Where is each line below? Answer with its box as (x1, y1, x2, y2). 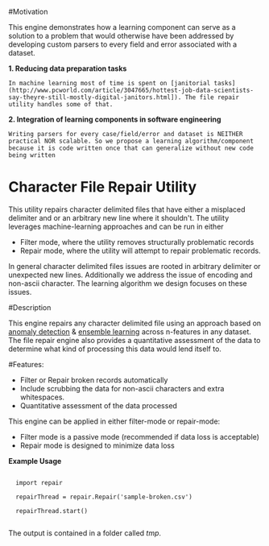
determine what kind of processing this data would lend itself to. (8, 344, 221, 354)
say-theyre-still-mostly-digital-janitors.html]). (8, 93, 182, 101)
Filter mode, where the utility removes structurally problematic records (19, 237, 255, 246)
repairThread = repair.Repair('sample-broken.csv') (15, 493, 193, 501)
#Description (8, 302, 52, 312)
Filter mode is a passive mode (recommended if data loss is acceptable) (19, 432, 260, 441)
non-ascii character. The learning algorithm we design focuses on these (8, 278, 247, 288)
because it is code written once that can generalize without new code (8, 144, 254, 152)
